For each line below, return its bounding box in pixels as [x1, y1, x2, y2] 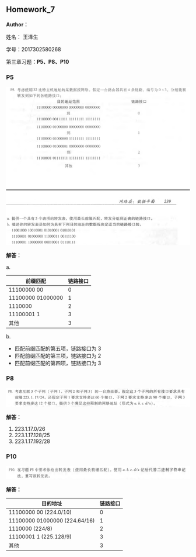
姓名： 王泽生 [6, 33, 38, 40]
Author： [6, 20, 29, 28]
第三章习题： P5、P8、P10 [6, 58, 69, 65]
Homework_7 [6, 5, 55, 15]
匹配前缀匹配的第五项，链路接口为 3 [14, 345, 101, 352]
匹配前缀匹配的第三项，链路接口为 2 [14, 352, 101, 359]
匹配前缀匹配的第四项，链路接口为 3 [14, 359, 101, 366]
